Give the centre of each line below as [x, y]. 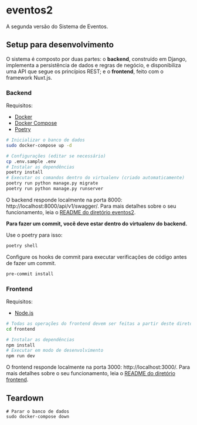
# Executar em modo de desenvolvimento [55, 351]
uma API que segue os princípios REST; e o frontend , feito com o [85, 71]
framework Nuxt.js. [29, 77]
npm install [21, 345]
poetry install [25, 172]
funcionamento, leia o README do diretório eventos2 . [71, 212]
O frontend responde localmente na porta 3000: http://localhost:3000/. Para [98, 367]
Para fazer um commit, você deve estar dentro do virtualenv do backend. [97, 224]
